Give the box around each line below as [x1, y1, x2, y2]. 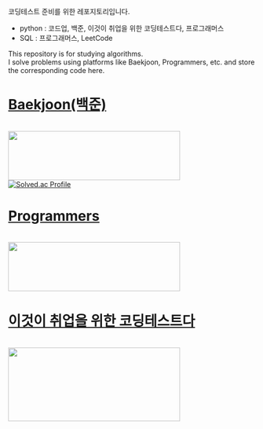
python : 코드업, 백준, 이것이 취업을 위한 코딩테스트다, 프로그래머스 [19, 24, 225, 33]
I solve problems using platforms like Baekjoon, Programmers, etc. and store [8, 57, 255, 67]
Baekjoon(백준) [8, 96, 107, 114]
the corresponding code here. [8, 66, 105, 75]
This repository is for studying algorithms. [8, 49, 144, 58]
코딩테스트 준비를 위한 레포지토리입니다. [8, 7, 130, 16]
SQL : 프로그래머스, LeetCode [19, 34, 113, 42]
